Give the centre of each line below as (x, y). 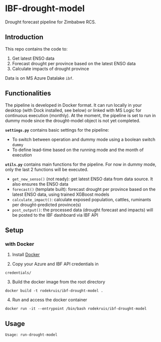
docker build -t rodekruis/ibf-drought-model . (54, 291)
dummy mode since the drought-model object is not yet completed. (73, 120)
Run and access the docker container (50, 300)
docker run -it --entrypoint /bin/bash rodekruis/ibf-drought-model (76, 309)
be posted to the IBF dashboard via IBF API (55, 215)
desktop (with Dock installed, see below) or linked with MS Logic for (73, 110)
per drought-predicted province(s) (46, 205)
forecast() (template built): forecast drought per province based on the (84, 189)
